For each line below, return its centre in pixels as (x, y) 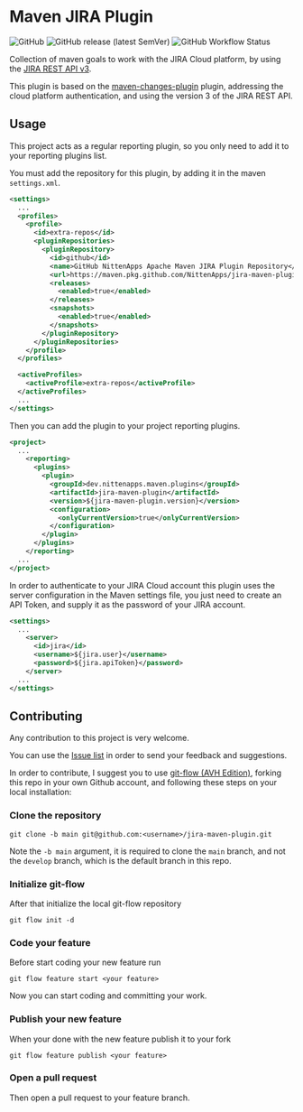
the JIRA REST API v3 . (50, 69)
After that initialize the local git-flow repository (96, 903)
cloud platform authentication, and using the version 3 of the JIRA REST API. (151, 96)
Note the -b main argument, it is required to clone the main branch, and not (147, 851)
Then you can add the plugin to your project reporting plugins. (125, 425)
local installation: (41, 792)
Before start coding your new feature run (85, 962)
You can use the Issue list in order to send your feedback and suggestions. (148, 755)
